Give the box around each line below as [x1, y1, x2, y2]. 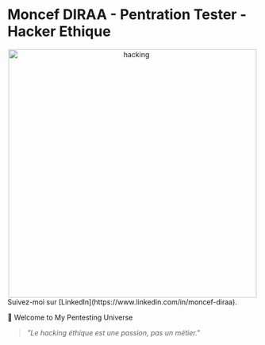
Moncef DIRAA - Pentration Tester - [7, 6, 247, 24]
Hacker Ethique [7, 22, 112, 41]
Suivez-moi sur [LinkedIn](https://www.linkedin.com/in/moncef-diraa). [7, 297, 237, 307]
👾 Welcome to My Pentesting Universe [7, 312, 133, 322]
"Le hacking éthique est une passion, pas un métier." [26, 328, 200, 337]
